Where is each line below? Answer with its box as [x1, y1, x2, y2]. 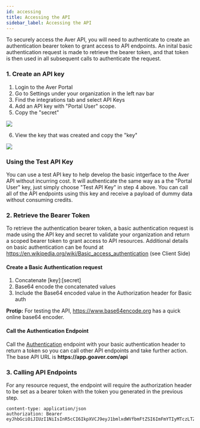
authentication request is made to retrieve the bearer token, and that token [6, 49, 189, 56]
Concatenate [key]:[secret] [14, 277, 82, 284]
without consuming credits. [6, 196, 73, 203]
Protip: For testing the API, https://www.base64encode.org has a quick [6, 307, 181, 314]
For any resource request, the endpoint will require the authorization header [6, 382, 192, 389]
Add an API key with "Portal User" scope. [14, 102, 116, 110]
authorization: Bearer [6, 411, 62, 417]
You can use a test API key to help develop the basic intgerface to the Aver [6, 171, 189, 178]
